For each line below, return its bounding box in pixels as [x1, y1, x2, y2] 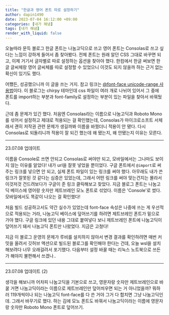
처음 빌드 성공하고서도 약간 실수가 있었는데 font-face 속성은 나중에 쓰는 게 [5, 205, 151, 210]
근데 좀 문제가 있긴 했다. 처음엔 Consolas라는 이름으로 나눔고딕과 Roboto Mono [5, 111, 162, 116]
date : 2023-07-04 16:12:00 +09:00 [5, 17, 78, 22]
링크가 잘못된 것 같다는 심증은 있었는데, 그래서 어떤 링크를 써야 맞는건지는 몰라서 [5, 175, 162, 180]
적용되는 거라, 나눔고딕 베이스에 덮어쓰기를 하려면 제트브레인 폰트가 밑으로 [14, 211, 160, 217]
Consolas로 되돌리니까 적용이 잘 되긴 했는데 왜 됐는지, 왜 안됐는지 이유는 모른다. [5, 130, 162, 136]
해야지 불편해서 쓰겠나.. [10, 253, 56, 259]
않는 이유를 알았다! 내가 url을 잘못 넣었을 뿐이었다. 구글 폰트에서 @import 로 [10, 162, 156, 168]
